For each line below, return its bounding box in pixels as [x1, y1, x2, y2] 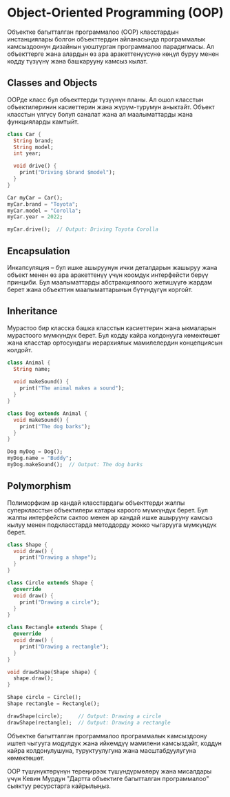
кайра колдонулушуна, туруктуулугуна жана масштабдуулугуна [7, 746, 196, 754]
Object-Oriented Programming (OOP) [7, 5, 224, 21]
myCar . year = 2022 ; [7, 213, 63, 220]
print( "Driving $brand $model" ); [19, 169, 116, 176]
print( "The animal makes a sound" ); [19, 385, 125, 392]
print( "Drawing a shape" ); [19, 554, 97, 561]
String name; [13, 365, 51, 372]
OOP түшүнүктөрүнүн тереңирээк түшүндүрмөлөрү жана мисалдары [7, 767, 212, 775]
